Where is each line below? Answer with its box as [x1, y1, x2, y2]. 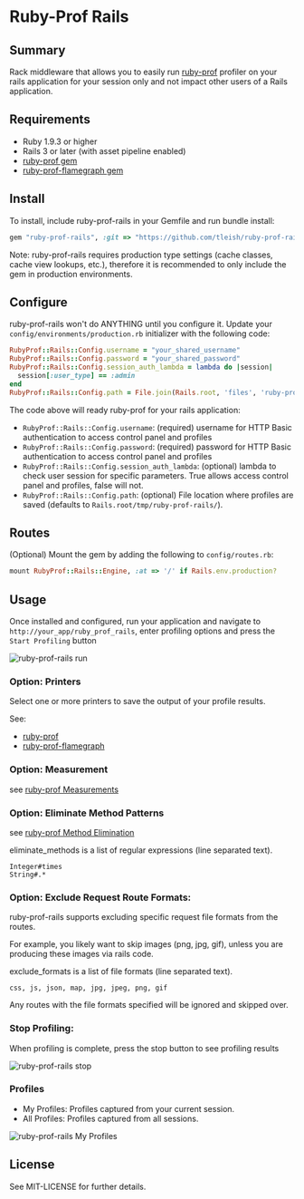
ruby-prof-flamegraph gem [22, 165, 124, 176]
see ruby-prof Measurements [9, 784, 119, 795]
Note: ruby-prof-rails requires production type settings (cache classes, [9, 249, 273, 260]
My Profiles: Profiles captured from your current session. [22, 1103, 235, 1114]
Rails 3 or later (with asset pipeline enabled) [22, 145, 186, 156]
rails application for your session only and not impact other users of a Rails [9, 76, 288, 87]
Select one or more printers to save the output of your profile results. [9, 696, 266, 707]
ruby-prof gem [22, 155, 78, 166]
